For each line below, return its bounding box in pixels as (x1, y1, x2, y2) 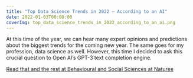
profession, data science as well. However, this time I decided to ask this (6, 48, 183, 55)
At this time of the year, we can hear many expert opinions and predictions (6, 36, 188, 43)
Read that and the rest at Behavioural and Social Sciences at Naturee (6, 66, 174, 73)
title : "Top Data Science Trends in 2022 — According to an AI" (6, 8, 168, 15)
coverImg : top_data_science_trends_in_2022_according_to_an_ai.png (6, 19, 176, 25)
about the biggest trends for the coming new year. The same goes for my (6, 42, 184, 49)
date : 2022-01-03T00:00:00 (6, 14, 73, 20)
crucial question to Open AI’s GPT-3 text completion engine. (6, 54, 152, 62)
